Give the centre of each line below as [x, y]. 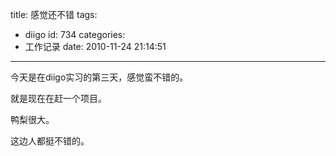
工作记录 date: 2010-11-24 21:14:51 [95, 46]
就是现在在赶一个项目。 [58, 98]
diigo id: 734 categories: [75, 34]
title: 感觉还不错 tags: [54, 14]
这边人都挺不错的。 [50, 141]
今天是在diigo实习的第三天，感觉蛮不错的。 [99, 77]
